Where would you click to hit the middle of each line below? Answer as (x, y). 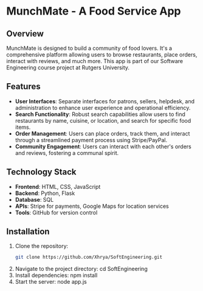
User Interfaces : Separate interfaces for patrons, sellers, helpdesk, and (105, 101)
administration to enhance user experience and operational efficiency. (103, 108)
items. (23, 127)
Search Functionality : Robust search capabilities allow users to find (100, 114)
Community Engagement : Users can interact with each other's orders (103, 146)
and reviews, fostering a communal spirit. (67, 152)
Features (23, 87)
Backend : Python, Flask (45, 193)
